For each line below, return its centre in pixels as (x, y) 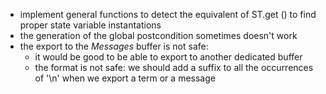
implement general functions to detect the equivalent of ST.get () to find (168, 14)
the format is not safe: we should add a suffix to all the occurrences (174, 67)
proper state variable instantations (90, 25)
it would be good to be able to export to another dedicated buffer (168, 57)
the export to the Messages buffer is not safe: (114, 46)
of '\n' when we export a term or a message (125, 78)
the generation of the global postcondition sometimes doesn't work (158, 35)
